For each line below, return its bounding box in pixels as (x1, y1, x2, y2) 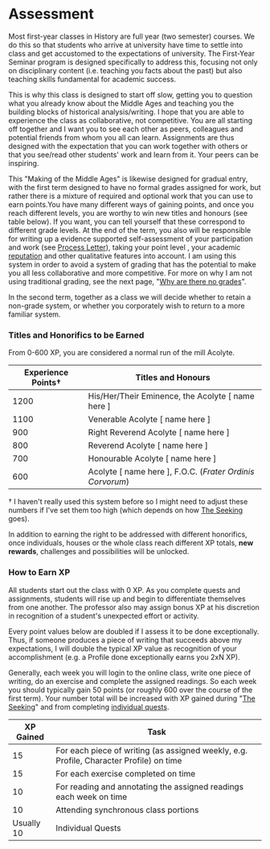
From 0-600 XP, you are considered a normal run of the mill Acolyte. (8, 348, 235, 358)
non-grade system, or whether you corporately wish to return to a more (8, 300, 245, 310)
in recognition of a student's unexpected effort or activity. (8, 611, 199, 620)
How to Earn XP (8, 567, 71, 578)
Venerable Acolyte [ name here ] (88, 414, 211, 425)
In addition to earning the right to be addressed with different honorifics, (8, 529, 247, 540)
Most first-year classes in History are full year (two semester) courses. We (8, 31, 256, 41)
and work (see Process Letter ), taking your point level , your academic (8, 242, 241, 252)
